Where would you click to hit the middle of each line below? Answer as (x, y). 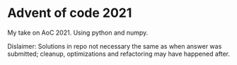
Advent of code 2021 (70, 13)
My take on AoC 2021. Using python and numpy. (78, 32)
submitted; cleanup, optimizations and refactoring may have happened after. (119, 54)
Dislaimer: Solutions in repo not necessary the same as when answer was (115, 46)
